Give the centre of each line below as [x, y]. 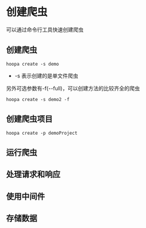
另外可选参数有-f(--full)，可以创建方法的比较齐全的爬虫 [73, 88]
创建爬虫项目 [29, 119]
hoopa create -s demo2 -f [38, 99]
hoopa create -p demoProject [42, 133]
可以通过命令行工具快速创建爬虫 [45, 30]
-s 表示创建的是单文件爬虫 [46, 76]
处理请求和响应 [33, 175]
